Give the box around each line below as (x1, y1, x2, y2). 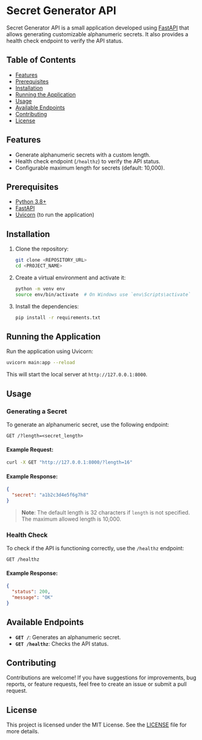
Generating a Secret (6, 407, 67, 415)
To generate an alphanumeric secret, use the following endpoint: (6, 421, 170, 428)
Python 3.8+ (15, 198, 47, 206)
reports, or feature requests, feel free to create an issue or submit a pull (6, 680, 187, 688)
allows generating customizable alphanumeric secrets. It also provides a (6, 30, 189, 37)
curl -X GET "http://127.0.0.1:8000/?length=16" (6, 459, 133, 465)
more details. (6, 728, 40, 735)
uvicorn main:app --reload (6, 360, 75, 366)
